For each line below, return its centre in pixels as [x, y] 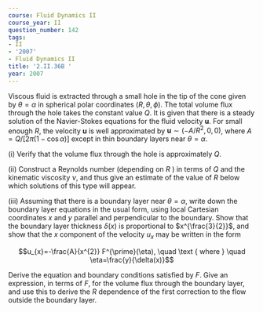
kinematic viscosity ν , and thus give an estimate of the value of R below [124, 178]
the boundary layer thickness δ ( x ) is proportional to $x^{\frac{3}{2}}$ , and [129, 226]
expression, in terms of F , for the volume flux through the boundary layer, [126, 284]
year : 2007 [26, 74]
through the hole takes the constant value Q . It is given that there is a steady [131, 112]
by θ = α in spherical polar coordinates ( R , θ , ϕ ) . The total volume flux [121, 104]
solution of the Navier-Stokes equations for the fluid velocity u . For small [125, 121]
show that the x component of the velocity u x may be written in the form [125, 236]
